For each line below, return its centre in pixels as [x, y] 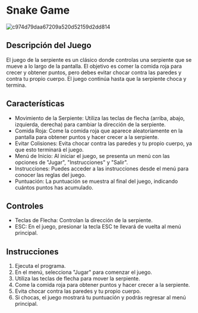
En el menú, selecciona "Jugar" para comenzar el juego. [84, 272]
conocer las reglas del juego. [50, 175]
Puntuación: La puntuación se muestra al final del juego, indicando [96, 181]
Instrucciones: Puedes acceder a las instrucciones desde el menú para [102, 168]
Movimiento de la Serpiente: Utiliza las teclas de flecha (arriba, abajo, [100, 118]
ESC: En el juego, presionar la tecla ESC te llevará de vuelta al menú [98, 227]
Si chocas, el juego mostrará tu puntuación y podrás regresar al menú [100, 298]
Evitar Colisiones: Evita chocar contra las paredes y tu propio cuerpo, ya [103, 143]
